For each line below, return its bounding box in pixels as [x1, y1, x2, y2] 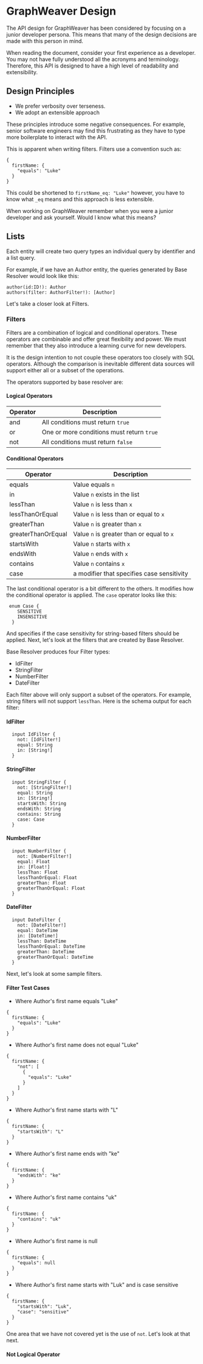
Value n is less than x [73, 500, 132, 509]
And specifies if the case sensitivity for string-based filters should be [6, 630, 179, 637]
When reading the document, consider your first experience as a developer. [6, 49, 196, 56]
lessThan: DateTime [17, 938, 67, 944]
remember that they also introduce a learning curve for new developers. [6, 342, 187, 349]
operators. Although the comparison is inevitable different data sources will [6, 360, 195, 367]
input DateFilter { [12, 917, 61, 923]
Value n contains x [73, 560, 125, 568]
